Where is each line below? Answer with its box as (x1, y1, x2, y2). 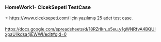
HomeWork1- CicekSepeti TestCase (5, 4, 91, 11)
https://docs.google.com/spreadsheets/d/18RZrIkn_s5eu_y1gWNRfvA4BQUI (5, 26, 156, 32)
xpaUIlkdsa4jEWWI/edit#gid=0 (5, 31, 67, 37)
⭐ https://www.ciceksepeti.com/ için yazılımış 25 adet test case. (5, 15, 133, 21)
